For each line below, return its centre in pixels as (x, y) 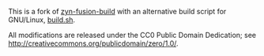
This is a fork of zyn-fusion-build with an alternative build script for (117, 11)
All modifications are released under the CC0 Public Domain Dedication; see (132, 35)
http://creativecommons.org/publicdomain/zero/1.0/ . (94, 43)
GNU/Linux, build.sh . (42, 20)
